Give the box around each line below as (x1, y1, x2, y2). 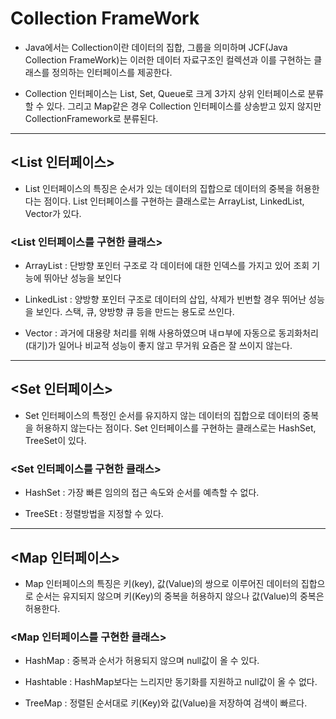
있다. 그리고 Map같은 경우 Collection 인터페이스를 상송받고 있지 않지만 (46, 100, 322, 112)
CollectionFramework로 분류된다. (24, 112, 159, 124)
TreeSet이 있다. (24, 434, 87, 446)
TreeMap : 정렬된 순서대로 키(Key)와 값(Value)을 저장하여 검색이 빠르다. (24, 697, 308, 709)
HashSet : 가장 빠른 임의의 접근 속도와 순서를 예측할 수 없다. (24, 487, 260, 499)
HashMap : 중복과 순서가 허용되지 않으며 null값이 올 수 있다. (24, 655, 260, 667)
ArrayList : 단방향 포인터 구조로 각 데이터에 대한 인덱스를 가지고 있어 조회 (24, 260, 310, 272)
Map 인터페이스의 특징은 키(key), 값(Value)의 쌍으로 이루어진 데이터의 (24, 577, 299, 589)
